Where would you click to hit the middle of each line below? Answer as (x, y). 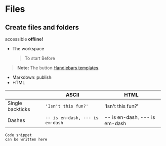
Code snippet (19, 135)
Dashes (17, 120)
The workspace (28, 49)
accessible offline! (24, 39)
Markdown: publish (32, 77)
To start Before (40, 58)
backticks (19, 109)
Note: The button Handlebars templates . (58, 68)
